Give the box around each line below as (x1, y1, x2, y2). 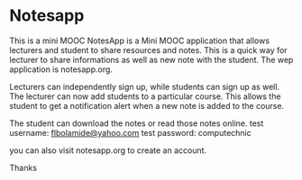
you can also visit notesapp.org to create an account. (9, 145, 207, 156)
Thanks (9, 162, 38, 173)
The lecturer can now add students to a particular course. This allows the (9, 91, 281, 102)
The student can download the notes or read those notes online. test (9, 118, 264, 129)
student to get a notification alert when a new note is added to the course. (9, 100, 285, 111)
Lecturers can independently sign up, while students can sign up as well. (9, 81, 280, 92)
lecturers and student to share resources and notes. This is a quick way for (9, 44, 288, 55)
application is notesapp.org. (9, 64, 113, 75)
